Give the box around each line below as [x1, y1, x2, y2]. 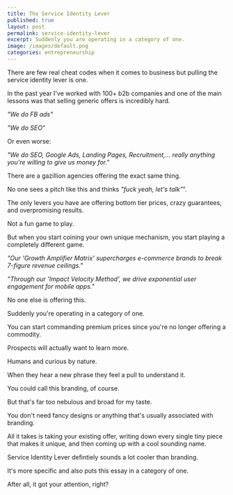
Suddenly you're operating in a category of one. [7, 309, 145, 317]
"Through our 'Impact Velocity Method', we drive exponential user [7, 275, 197, 283]
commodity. [7, 330, 42, 338]
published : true [7, 17, 54, 24]
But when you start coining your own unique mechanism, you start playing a [7, 233, 225, 241]
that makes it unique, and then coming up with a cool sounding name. [7, 439, 207, 448]
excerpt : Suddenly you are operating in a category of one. [7, 36, 186, 43]
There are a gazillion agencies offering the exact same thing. [7, 172, 181, 180]
